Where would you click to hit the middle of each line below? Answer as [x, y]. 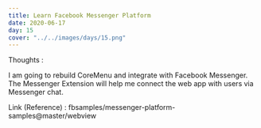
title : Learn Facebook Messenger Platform [80, 15]
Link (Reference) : [37, 107]
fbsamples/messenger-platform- [122, 107]
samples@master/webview [53, 116]
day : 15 [21, 30]
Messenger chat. [36, 92]
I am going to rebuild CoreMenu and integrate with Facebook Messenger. [128, 75]
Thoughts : [26, 60]
